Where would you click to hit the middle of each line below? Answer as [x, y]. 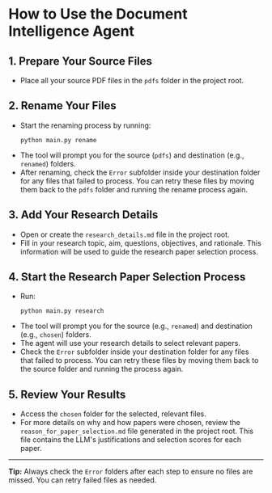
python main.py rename [58, 140]
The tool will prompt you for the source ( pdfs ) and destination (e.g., [132, 155]
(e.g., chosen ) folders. [55, 335]
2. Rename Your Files [63, 106]
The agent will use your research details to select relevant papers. [130, 343]
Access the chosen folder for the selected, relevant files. [113, 414]
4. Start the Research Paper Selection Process [127, 277]
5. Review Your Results [67, 394]
